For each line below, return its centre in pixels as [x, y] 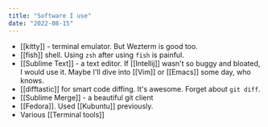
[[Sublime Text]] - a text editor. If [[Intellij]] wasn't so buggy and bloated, [140, 63]
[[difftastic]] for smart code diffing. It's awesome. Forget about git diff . [140, 88]
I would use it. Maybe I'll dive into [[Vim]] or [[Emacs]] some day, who [135, 72]
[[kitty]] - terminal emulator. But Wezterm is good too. [109, 46]
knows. [32, 80]
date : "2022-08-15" [41, 23]
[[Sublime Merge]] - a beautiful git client [87, 97]
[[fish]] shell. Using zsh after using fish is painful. [102, 55]
